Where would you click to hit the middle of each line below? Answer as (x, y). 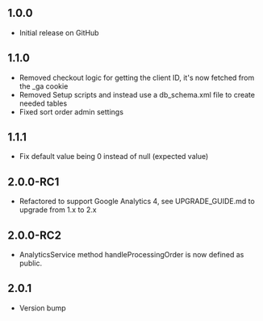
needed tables (43, 103)
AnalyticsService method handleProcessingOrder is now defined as (131, 255)
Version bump (42, 308)
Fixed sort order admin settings (71, 111)
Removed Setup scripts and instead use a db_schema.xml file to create (137, 94)
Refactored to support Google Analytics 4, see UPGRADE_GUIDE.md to (137, 202)
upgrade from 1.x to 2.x (58, 210)
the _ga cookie (44, 86)
